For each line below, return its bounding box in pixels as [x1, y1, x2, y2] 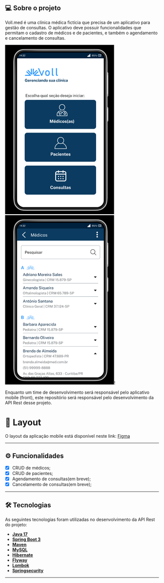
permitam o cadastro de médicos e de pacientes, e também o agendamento [5, 30, 158, 36]
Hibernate [12, 552, 33, 558]
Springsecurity [12, 567, 44, 573]
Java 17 [12, 531, 28, 537]
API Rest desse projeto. [5, 400, 52, 405]
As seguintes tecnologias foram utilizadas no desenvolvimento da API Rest [5, 516, 155, 522]
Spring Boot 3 [12, 536, 41, 542]
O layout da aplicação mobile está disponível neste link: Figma [5, 433, 130, 439]
